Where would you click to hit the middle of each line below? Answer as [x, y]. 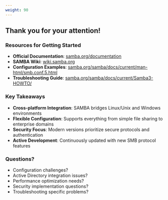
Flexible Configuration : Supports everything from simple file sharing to [88, 118]
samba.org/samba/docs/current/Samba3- [109, 78]
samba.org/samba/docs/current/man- [108, 67]
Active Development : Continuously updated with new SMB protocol [84, 140]
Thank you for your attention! [53, 31]
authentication [28, 135]
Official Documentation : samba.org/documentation [67, 56]
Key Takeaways [25, 96]
